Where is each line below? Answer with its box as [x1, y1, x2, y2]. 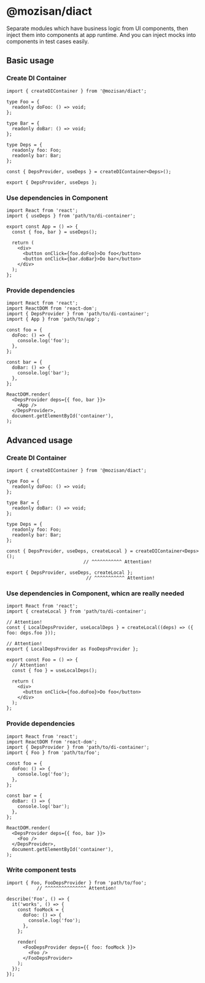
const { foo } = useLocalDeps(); [12, 668, 98, 674]
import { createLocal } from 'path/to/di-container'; [6, 608, 147, 615]
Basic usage [6, 55, 54, 66]
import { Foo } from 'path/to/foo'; [6, 750, 100, 756]
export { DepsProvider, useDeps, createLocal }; [6, 570, 133, 576]
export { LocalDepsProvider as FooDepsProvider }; [6, 646, 139, 652]
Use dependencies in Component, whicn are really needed [6, 589, 185, 597]
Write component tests [6, 866, 77, 874]
